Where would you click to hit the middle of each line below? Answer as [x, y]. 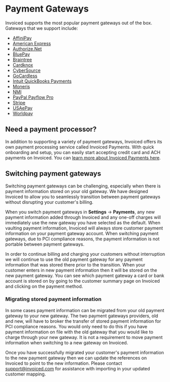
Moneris [21, 86]
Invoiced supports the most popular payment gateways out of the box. [79, 23]
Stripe [19, 102]
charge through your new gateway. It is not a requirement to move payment [84, 337]
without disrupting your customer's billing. [49, 202]
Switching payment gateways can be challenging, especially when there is [83, 186]
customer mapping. [26, 374]
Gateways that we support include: [42, 28]
